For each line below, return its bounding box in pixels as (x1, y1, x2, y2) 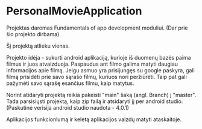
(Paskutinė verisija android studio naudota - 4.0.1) (6, 104, 130, 111)
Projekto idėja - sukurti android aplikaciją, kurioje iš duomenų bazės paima (6, 54, 191, 61)
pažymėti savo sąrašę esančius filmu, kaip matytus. (6, 80, 134, 87)
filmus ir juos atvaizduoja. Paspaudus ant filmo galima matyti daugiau (6, 60, 178, 68)
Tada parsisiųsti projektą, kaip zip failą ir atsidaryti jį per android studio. (6, 98, 183, 105)
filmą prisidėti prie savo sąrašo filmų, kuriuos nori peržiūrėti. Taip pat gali (6, 73, 187, 80)
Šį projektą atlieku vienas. (6, 42, 71, 49)
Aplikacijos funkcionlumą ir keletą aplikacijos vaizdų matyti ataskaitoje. (6, 116, 182, 123)
